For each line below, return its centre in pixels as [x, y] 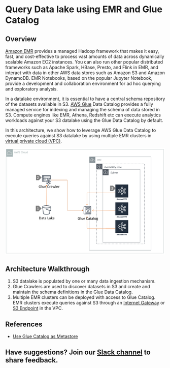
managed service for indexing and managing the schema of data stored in [82, 110]
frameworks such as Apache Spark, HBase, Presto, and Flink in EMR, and [82, 67]
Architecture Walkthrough [47, 269]
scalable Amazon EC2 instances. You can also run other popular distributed [84, 62]
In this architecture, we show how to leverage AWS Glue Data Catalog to [81, 130]
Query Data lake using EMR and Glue [84, 9]
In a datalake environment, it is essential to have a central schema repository [85, 99]
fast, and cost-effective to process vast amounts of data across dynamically [85, 56]
